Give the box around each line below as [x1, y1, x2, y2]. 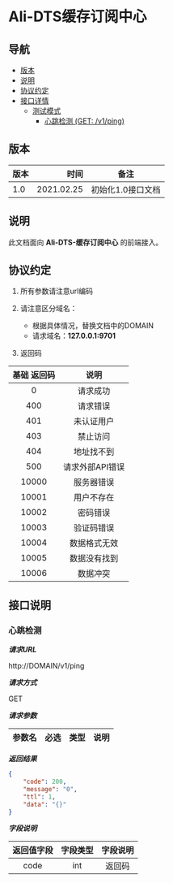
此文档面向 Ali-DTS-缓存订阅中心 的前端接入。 [8, 237, 163, 247]
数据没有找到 [70, 553, 119, 565]
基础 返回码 [12, 370, 56, 381]
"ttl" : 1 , [23, 793, 57, 801]
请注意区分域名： [19, 304, 78, 314]
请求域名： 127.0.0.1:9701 [32, 331, 116, 341]
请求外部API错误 [63, 461, 125, 473]
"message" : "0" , [23, 785, 78, 793]
